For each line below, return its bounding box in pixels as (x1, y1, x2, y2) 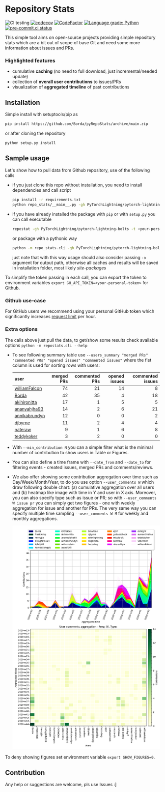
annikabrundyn (14, 413, 45, 419)
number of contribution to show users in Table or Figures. (12, 449, 129, 455)
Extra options (5, 326, 38, 333)
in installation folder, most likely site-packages (12, 265, 107, 271)
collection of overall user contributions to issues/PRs (12, 79, 121, 85)
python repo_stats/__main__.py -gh (12, 203, 85, 207)
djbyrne (14, 419, 30, 426)
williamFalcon (14, 385, 42, 391)
